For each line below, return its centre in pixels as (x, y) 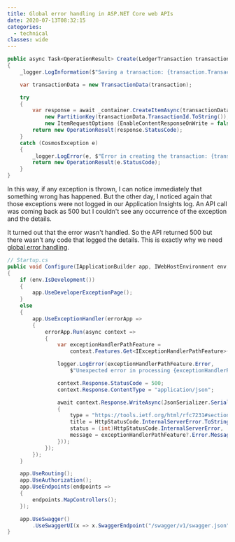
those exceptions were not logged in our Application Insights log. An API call (117, 204)
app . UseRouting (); (47, 474)
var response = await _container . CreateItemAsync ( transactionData (131, 110)
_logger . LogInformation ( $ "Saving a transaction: (92, 72)
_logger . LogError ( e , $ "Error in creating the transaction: (120, 156)
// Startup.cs (28, 260)
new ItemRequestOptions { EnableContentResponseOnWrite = (129, 123)
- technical (31, 33)
